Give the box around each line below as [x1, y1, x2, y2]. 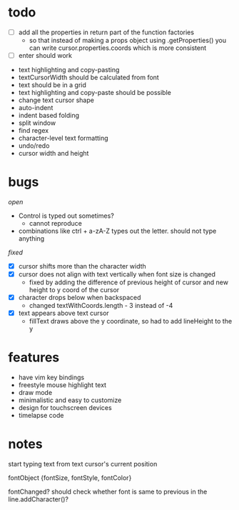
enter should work [18, 51, 73, 59]
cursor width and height [18, 149, 89, 158]
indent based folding [18, 111, 79, 120]
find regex [18, 126, 49, 135]
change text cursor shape [18, 96, 95, 104]
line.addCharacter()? [8, 495, 68, 504]
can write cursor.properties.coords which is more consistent [29, 44, 207, 52]
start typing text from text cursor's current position [8, 460, 158, 469]
